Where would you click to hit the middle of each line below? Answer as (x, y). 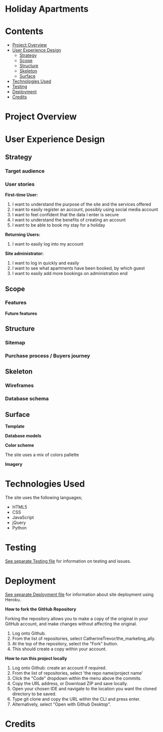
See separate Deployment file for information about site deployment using (79, 594)
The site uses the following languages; (44, 498)
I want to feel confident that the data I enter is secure (65, 215)
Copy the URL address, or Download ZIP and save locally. (70, 683)
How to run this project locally (36, 658)
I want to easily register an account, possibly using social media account (85, 209)
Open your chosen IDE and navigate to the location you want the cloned (84, 688)
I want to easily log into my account (48, 244)
